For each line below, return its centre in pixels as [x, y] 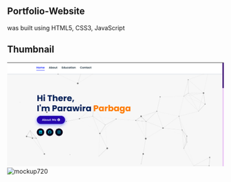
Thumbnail [31, 50]
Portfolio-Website [46, 11]
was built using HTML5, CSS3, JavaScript [66, 27]
